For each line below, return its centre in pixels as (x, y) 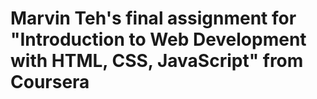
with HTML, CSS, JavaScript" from (157, 61)
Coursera (50, 82)
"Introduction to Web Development (158, 39)
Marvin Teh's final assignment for (153, 18)
